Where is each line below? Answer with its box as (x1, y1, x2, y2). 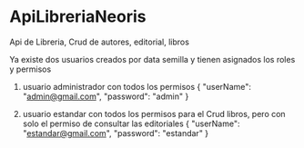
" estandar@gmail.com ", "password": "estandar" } (22, 127, 209, 138)
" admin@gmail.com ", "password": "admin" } (22, 91, 189, 102)
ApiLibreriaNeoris (9, 6, 147, 27)
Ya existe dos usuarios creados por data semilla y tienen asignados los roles (9, 54, 296, 64)
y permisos (9, 64, 52, 74)
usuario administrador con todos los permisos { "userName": (22, 81, 252, 92)
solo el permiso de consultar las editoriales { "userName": (22, 118, 240, 129)
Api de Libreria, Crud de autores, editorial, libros (9, 36, 189, 47)
